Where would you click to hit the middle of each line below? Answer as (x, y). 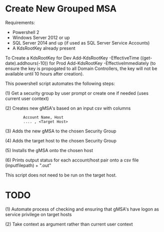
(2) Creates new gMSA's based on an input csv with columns (68, 108)
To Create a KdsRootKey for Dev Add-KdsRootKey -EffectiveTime (72, 57)
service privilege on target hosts (38, 214)
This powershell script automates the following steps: (60, 83)
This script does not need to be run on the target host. (61, 175)
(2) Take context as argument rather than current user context (69, 224)
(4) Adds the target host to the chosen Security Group (61, 140)
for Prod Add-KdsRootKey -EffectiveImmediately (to (102, 63)
